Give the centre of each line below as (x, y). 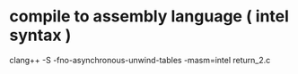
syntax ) (40, 35)
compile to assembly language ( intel (149, 16)
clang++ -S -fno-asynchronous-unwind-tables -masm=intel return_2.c (140, 60)
